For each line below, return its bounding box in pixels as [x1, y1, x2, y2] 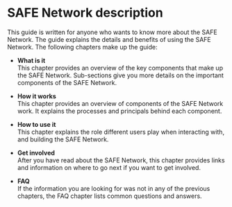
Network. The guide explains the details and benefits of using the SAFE [7, 35, 211, 43]
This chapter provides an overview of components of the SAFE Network [17, 99, 224, 107]
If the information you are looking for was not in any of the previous [17, 184, 210, 192]
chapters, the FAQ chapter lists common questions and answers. [17, 192, 203, 200]
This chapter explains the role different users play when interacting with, [17, 128, 224, 136]
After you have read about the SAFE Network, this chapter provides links [17, 155, 225, 164]
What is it [17, 56, 46, 64]
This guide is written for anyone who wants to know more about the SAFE [7, 28, 217, 36]
